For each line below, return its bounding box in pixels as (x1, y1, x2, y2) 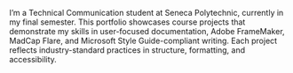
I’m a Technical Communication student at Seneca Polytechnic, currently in (9, 8, 284, 18)
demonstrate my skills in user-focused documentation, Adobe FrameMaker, (9, 26, 286, 36)
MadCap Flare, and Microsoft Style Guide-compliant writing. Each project (9, 35, 278, 46)
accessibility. (9, 55, 58, 64)
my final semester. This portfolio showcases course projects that (9, 17, 246, 27)
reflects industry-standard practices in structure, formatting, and (9, 45, 246, 55)
